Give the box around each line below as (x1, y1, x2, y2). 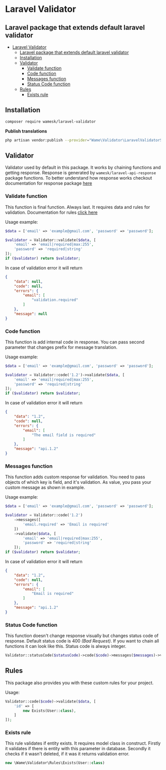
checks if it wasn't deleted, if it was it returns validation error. (5, 751, 130, 757)
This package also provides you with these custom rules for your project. (5, 680, 154, 686)
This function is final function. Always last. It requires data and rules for (5, 204, 150, 210)
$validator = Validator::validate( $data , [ (5, 237, 96, 243)
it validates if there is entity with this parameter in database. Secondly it (5, 746, 151, 752)
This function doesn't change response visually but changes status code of (5, 633, 159, 639)
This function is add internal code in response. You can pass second (5, 339, 145, 345)
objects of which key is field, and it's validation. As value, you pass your (5, 479, 152, 485)
